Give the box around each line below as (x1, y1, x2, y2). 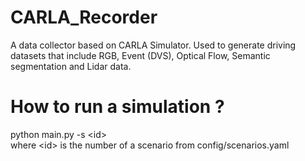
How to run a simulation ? (10, 96, 225, 118)
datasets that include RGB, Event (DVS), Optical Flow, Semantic (10, 49, 271, 61)
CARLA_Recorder (10, 6, 158, 29)
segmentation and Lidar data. (10, 60, 132, 72)
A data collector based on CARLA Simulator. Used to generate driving (10, 39, 297, 51)
